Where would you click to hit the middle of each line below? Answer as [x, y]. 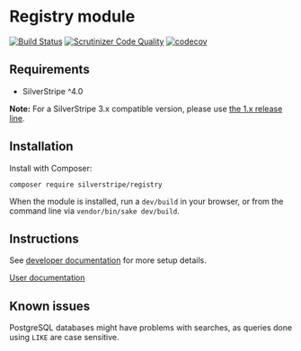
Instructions [44, 238]
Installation [41, 147]
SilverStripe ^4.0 [53, 91]
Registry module [72, 17]
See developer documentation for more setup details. [108, 260]
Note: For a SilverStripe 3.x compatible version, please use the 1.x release [146, 109]
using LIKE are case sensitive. [64, 338]
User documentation [47, 278]
